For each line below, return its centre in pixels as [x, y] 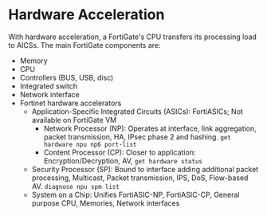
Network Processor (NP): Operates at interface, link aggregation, [150, 128]
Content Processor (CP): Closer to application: [120, 152]
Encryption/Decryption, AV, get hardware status [123, 160]
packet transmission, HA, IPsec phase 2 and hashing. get [137, 136]
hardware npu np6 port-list [90, 144]
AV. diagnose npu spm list [75, 186]
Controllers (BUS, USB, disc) [67, 77]
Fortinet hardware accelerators [71, 103]
